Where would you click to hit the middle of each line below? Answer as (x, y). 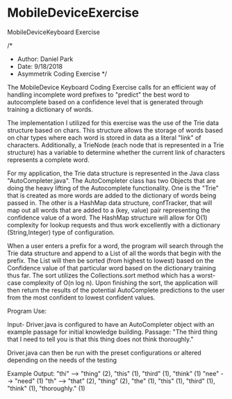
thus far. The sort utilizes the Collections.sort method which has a (101, 275)
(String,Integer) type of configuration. (61, 232)
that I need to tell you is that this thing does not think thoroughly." (100, 339)
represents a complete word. (48, 160)
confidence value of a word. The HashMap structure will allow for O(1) (107, 218)
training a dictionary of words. (50, 109)
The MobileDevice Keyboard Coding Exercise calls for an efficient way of (112, 87)
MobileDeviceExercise (73, 13)
